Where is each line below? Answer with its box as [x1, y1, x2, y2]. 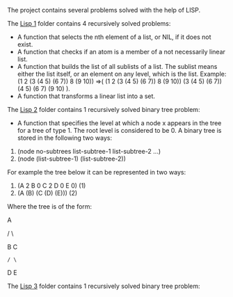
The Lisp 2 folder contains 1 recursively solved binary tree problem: [7, 106, 200, 113]
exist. [17, 40, 33, 48]
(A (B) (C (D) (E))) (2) [17, 189, 78, 197]
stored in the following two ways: [17, 134, 113, 142]
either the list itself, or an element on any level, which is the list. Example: [17, 70, 227, 78]
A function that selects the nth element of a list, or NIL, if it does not [17, 33, 211, 41]
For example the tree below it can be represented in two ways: [7, 168, 186, 176]
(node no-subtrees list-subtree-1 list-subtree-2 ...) [17, 147, 161, 155]
